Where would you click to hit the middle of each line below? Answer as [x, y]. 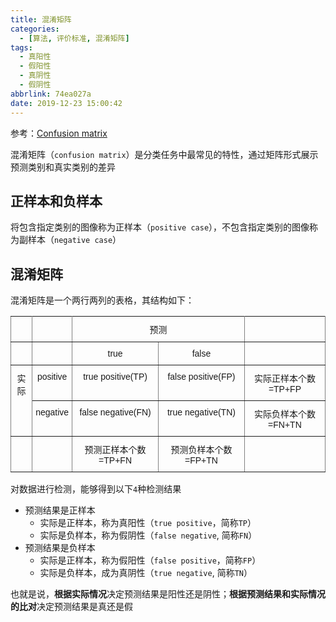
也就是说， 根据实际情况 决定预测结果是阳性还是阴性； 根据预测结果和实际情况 [168, 594]
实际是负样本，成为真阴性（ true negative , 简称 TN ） [146, 573]
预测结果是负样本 [60, 548]
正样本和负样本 [56, 201]
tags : [21, 47]
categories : [35, 29]
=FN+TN [285, 425]
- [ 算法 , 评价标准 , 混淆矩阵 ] [74, 38]
